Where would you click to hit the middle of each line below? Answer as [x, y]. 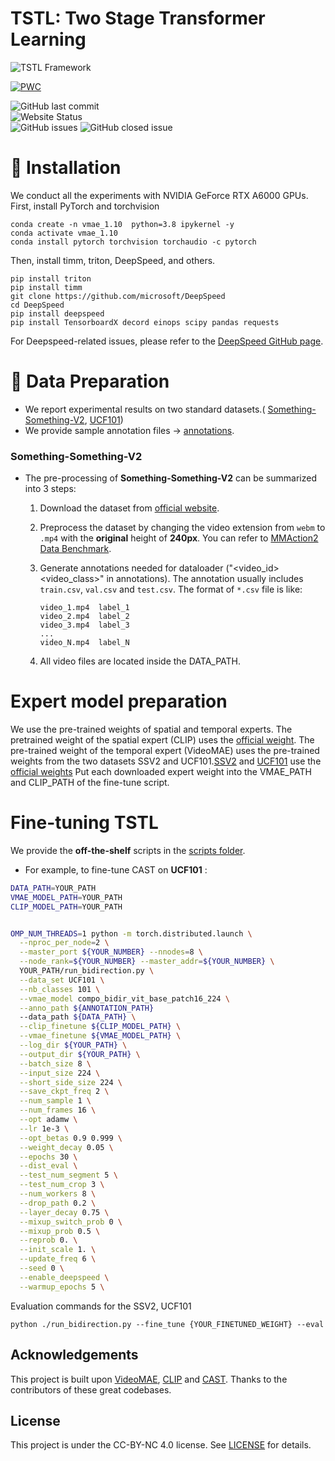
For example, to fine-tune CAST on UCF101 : [116, 869]
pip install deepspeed [57, 313]
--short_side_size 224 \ [71, 1082]
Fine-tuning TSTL [84, 823]
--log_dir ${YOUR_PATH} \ [73, 1045]
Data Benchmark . [75, 549]
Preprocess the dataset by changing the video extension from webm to [182, 528]
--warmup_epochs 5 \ [62, 1287]
